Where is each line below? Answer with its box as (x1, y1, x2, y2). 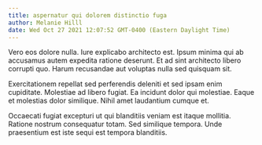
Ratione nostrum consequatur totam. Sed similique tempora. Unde (8, 119, 223, 129)
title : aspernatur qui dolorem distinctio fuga (8, 11, 168, 20)
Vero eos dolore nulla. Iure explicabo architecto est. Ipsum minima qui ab (8, 48, 244, 57)
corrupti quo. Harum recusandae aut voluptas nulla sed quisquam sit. (8, 64, 232, 74)
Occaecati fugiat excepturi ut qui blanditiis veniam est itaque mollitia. (8, 111, 231, 121)
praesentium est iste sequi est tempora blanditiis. (8, 128, 168, 137)
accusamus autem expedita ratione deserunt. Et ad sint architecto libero (8, 56, 242, 65)
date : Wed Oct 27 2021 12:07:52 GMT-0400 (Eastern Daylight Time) (8, 26, 231, 34)
